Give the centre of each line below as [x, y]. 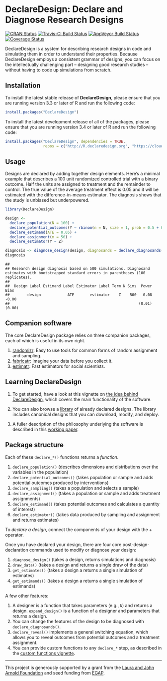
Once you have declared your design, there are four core [63, 544]
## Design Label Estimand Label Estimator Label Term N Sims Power [79, 286]
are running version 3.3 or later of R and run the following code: [70, 103]
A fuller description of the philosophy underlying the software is [78, 424]
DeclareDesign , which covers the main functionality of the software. [82, 399]
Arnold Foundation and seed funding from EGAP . [55, 673]
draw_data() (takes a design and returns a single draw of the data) [80, 565]
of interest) [24, 509]
